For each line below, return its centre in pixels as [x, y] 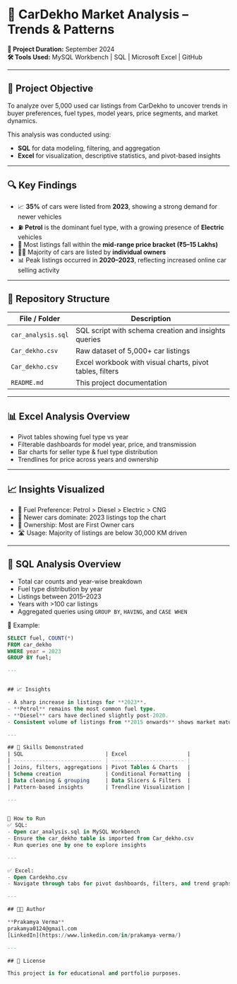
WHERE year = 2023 [34, 651]
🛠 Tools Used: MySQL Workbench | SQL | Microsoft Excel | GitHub [105, 57]
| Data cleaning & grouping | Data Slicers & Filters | [99, 780]
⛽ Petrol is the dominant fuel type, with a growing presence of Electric [121, 227]
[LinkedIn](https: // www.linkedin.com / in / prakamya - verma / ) [94, 935]
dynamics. [22, 120]
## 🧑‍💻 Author [26, 909]
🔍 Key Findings [42, 186]
